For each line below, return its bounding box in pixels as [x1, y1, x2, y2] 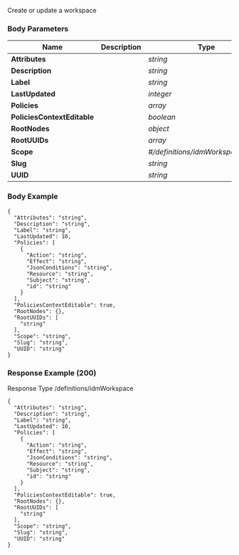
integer [148, 89, 172, 99]
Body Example [7, 192, 58, 202]
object [148, 124, 169, 134]
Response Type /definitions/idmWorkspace [7, 384, 134, 392]
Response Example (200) [7, 367, 97, 377]
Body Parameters [7, 24, 69, 34]
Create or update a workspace [7, 6, 97, 14]
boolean [148, 112, 176, 122]
